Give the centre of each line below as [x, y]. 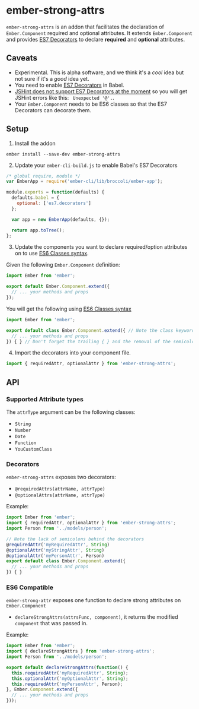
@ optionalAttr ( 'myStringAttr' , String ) [55, 550]
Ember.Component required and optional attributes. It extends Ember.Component [99, 33]
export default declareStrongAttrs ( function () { [67, 667]
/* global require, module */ [44, 176]
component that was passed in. [51, 623]
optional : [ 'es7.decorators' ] [54, 203]
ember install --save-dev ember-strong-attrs [63, 154]
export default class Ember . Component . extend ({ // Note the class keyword [100, 330]
